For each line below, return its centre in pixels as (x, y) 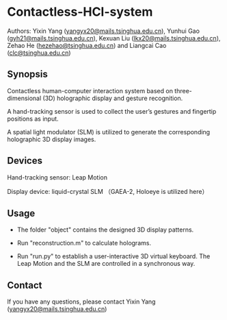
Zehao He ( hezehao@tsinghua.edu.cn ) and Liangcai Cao (87, 45)
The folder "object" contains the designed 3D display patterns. (105, 230)
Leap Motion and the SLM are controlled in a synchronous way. (106, 264)
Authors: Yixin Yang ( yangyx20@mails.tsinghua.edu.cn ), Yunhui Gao (104, 31)
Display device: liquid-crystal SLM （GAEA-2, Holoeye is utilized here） (108, 191)
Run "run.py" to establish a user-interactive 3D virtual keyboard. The (113, 256)
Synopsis (27, 74)
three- (183, 90)
